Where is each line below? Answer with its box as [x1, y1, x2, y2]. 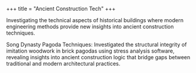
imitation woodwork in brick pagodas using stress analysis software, [6, 47, 175, 54]
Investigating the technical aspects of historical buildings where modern [6, 17, 184, 23]
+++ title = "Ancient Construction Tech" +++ [6, 5, 116, 12]
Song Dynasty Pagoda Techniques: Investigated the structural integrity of [6, 41, 187, 48]
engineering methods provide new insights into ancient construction [6, 23, 174, 30]
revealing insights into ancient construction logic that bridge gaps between [6, 54, 191, 60]
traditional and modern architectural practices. [6, 60, 121, 67]
